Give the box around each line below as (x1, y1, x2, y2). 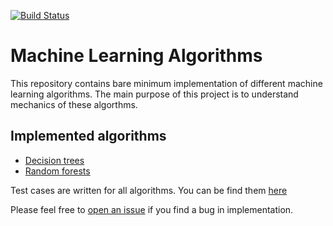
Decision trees (24, 154, 85, 166)
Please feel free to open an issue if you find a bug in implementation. (10, 203, 294, 215)
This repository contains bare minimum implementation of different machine (10, 77, 323, 89)
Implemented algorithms (10, 128, 167, 145)
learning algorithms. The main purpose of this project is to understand (10, 88, 299, 100)
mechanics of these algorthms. (10, 98, 138, 110)
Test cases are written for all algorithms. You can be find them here (10, 184, 288, 196)
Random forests (24, 165, 91, 177)
